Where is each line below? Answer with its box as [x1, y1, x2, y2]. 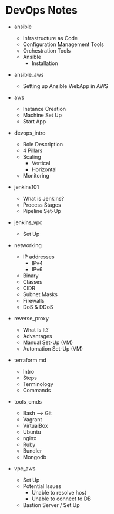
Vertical [31, 159, 51, 166]
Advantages [22, 332, 52, 339]
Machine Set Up [22, 112, 62, 119]
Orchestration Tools [22, 47, 71, 54]
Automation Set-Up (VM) [22, 345, 83, 352]
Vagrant [22, 415, 42, 423]
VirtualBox [22, 422, 48, 429]
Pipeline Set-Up [22, 207, 61, 214]
